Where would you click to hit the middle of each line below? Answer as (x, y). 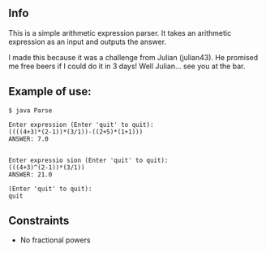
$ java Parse (30, 110)
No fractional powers (55, 240)
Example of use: (50, 92)
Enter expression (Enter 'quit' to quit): (81, 124)
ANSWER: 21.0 (30, 174)
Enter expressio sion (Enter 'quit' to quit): (88, 160)
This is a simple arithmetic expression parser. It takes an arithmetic (120, 33)
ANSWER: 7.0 (28, 139)
